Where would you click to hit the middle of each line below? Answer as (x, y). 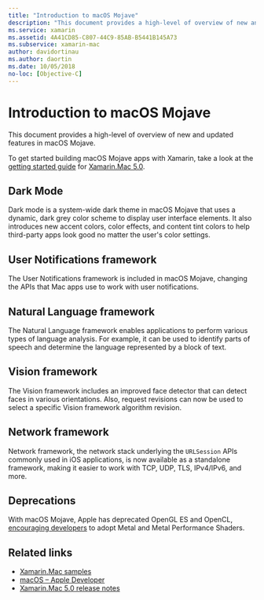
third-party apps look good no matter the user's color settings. (109, 235)
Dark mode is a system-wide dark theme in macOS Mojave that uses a (122, 210)
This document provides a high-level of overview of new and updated (121, 134)
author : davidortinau (44, 52)
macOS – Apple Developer (62, 580)
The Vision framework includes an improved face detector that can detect (128, 390)
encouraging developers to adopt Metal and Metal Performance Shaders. (126, 528)
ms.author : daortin (40, 60)
